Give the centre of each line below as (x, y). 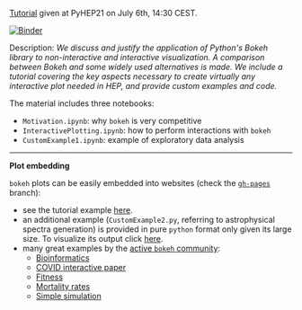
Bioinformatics (62, 258)
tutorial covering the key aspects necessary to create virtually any (133, 76)
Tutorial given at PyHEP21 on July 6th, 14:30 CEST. (103, 13)
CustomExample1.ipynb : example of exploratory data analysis (133, 140)
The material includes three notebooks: (82, 103)
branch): (25, 193)
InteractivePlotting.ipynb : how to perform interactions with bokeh (147, 130)
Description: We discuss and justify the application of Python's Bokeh (139, 48)
